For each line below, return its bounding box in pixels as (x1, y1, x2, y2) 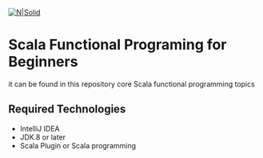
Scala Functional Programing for (8, 36, 227, 54)
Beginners (8, 53, 78, 71)
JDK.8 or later (19, 132, 66, 142)
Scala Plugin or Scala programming (19, 140, 137, 150)
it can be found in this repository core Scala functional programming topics (8, 79, 256, 88)
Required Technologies (8, 103, 126, 116)
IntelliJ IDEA (19, 124, 60, 133)
